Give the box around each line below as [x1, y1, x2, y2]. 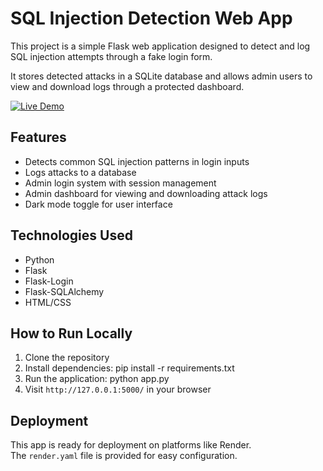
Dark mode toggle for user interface [24, 198, 173, 210]
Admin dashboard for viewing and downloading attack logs [24, 187, 268, 199]
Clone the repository [24, 352, 110, 364]
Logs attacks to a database [24, 166, 137, 178]
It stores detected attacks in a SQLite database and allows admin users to [10, 70, 313, 82]
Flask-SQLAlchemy [24, 285, 105, 297]
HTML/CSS [24, 296, 72, 308]
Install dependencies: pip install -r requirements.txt [24, 362, 235, 374]
